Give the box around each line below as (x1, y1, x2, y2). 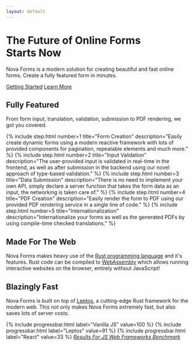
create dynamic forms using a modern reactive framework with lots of (6, 139, 174, 146)
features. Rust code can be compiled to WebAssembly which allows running (6, 258, 189, 266)
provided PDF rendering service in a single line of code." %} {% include (6, 201, 178, 208)
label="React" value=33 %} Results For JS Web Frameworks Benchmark (6, 334, 181, 340)
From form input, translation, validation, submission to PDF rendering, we (6, 115, 182, 123)
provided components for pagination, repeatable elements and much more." (6, 146, 188, 153)
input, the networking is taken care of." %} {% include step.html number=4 (6, 189, 185, 196)
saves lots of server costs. (6, 310, 69, 316)
